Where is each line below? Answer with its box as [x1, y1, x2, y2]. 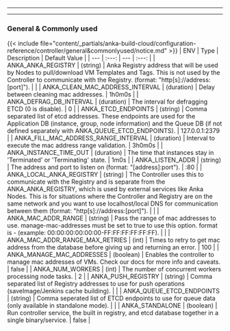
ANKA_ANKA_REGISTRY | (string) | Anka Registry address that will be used [7, 61, 218, 69]
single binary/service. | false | [7, 316, 91, 324]
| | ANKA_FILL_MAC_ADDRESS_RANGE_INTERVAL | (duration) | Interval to [7, 134, 216, 143]
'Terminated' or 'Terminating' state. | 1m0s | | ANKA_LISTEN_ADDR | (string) [7, 156, 221, 164]
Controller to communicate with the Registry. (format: [7, 76, 157, 84]
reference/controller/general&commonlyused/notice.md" [7, 47, 168, 55]
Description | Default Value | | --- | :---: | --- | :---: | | [7, 54, 155, 62]
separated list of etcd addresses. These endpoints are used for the [7, 112, 196, 121]
